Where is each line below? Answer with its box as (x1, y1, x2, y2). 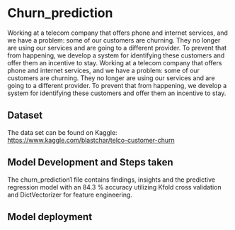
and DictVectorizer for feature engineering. (7, 190, 133, 199)
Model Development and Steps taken (7, 156, 173, 168)
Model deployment (7, 211, 93, 223)
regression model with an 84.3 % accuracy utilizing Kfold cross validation (7, 182, 222, 191)
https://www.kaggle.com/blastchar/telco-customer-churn (7, 136, 175, 144)
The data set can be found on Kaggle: (7, 128, 118, 136)
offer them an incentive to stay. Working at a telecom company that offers (7, 58, 222, 67)
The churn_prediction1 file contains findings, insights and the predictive (7, 175, 216, 184)
